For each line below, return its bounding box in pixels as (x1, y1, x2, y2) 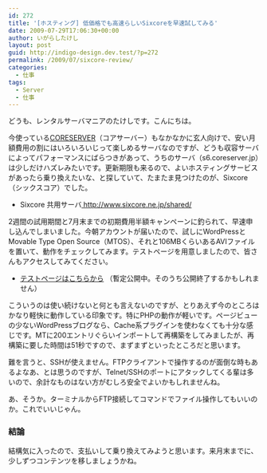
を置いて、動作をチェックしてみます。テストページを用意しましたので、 (8, 246, 245, 256)
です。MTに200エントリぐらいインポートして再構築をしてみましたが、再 (14, 330, 255, 340)
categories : (8, 64, 48, 72)
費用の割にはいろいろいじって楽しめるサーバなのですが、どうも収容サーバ (14, 143, 259, 152)
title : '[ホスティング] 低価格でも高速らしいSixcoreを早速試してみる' (8, 19, 218, 27)
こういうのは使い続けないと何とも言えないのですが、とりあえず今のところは (8, 301, 260, 310)
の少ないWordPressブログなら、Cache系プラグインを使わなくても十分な (8, 321, 247, 330)
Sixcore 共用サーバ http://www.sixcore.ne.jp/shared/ (19, 200, 192, 210)
